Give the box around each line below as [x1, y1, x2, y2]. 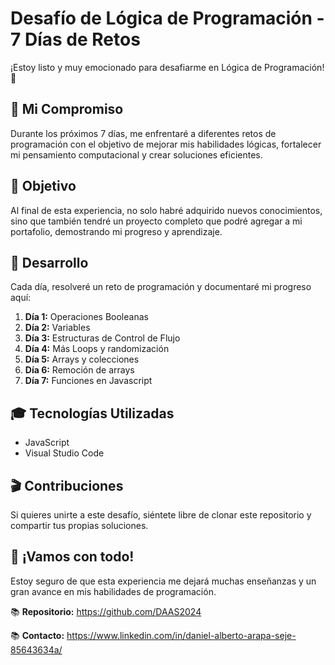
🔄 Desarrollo [10, 254, 89, 271]
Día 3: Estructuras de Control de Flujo [24, 332, 181, 344]
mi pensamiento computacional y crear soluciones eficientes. [10, 148, 263, 161]
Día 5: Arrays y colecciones [24, 353, 140, 366]
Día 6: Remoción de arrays [24, 364, 135, 376]
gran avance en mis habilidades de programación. [10, 585, 217, 597]
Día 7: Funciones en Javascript [24, 375, 153, 387]
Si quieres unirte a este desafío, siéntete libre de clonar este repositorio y [10, 509, 312, 521]
